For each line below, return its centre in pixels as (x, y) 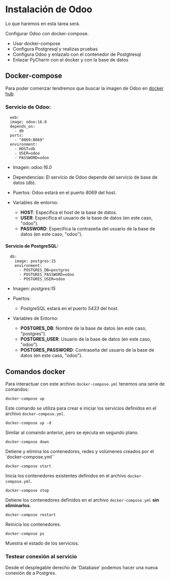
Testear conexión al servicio (41, 556)
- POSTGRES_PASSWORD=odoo (46, 275)
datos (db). (24, 183)
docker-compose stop (27, 491)
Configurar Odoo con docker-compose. (47, 33)
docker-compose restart (31, 515)
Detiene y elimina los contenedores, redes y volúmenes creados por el (80, 451)
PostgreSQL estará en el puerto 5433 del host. (69, 309)
